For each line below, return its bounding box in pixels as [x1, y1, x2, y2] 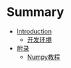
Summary [6, 4, 64, 20]
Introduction [16, 27, 52, 35]
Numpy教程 [26, 53, 61, 61]
